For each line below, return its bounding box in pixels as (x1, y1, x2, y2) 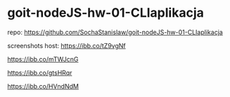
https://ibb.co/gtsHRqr (7, 68, 72, 77)
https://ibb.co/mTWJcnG (7, 54, 79, 64)
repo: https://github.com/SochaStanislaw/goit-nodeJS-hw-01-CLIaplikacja (7, 28, 223, 36)
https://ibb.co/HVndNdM (7, 82, 79, 90)
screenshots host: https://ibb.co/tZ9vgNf (7, 41, 126, 50)
